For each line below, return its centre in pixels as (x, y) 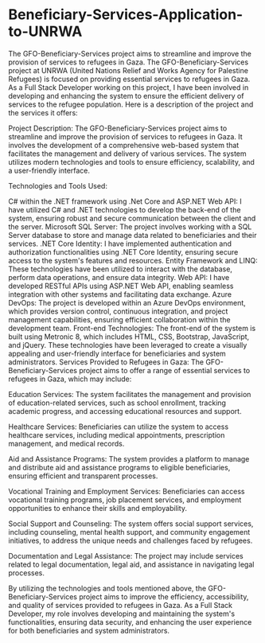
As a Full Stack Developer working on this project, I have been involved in (129, 87)
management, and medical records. (66, 443)
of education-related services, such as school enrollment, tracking (117, 403)
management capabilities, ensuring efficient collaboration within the (119, 319)
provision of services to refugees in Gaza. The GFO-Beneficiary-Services (129, 62)
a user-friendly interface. (49, 170)
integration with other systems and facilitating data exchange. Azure (120, 294)
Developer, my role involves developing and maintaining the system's (122, 614)
